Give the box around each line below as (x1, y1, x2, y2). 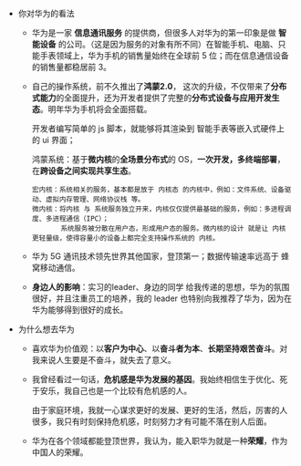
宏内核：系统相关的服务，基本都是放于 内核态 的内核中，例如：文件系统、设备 (31, 185, 285, 194)
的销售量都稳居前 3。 (31, 62, 112, 72)
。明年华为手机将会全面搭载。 (39, 104, 152, 114)
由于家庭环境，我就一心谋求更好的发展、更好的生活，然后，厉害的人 (31, 405, 288, 415)
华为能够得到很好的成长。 (31, 305, 129, 315)
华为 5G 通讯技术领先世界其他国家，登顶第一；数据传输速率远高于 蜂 (31, 251, 290, 262)
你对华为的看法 (17, 8, 75, 18)
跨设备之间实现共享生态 (39, 165, 129, 176)
